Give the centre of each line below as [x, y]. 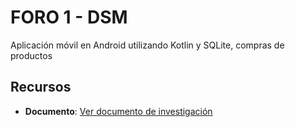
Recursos [41, 87]
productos [31, 55]
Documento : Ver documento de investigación [118, 111]
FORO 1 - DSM [69, 17]
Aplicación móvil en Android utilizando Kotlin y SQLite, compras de [147, 45]
